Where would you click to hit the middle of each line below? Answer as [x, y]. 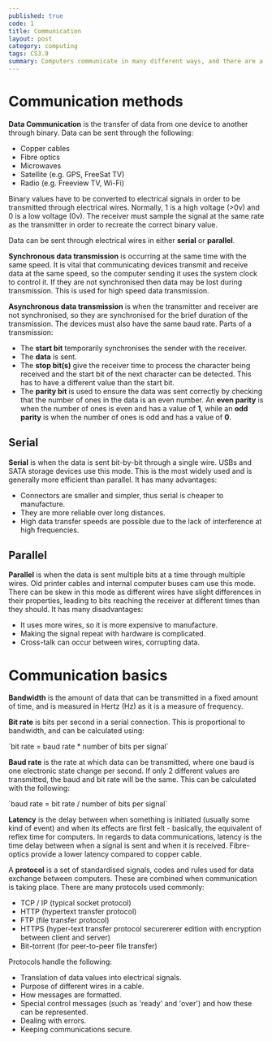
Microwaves [41, 165]
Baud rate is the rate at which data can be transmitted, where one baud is [132, 762]
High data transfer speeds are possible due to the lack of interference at [141, 521]
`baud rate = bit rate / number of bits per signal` [88, 804]
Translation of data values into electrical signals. [101, 978]
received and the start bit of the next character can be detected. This [136, 374]
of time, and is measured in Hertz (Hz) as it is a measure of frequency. [126, 706]
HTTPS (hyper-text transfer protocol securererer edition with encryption [140, 929]
